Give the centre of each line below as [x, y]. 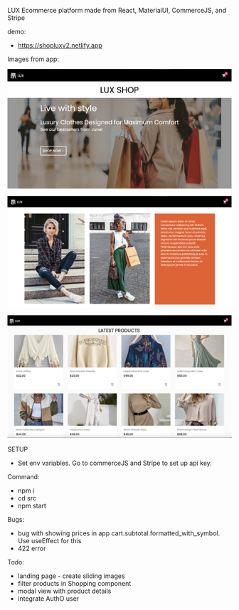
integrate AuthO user [48, 598]
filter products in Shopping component [74, 583]
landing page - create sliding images [71, 576]
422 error [32, 548]
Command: [23, 476]
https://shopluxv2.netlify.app [60, 45]
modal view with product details [64, 591]
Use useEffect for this [49, 540]
